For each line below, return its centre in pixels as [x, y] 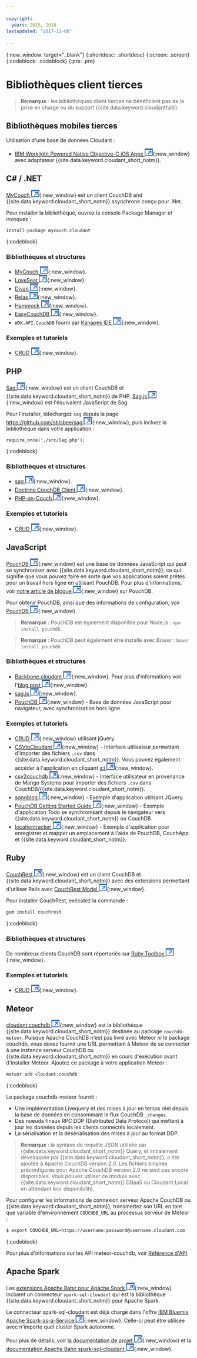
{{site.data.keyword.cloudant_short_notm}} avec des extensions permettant [98, 881]
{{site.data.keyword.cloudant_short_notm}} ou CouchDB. [84, 819]
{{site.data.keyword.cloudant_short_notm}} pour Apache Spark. [83, 1300]
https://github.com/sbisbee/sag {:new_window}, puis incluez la [86, 423]
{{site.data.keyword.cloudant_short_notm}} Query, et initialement [99, 1151]
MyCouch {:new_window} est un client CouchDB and [74, 195]
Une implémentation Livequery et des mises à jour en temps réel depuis [102, 1109]
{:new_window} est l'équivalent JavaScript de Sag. [68, 403]
